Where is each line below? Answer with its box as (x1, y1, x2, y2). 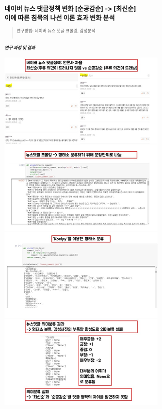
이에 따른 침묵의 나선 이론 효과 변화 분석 (4, 14, 115, 22)
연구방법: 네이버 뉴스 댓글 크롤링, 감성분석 (16, 27, 96, 33)
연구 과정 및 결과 (4, 45, 35, 51)
